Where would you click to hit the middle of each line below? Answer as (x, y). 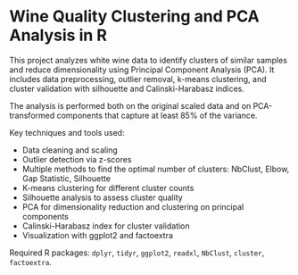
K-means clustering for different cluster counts (108, 187)
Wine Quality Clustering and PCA (135, 17)
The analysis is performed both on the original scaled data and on (130, 105)
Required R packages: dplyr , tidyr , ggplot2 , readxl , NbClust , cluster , (137, 253)
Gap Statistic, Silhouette (66, 178)
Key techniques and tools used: (67, 132)
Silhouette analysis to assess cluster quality (102, 197)
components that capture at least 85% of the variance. (157, 115)
